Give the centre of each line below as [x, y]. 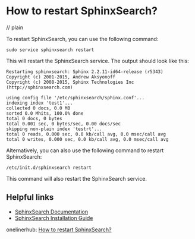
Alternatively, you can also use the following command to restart [85, 150]
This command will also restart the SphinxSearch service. [77, 178]
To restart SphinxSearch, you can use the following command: [82, 39]
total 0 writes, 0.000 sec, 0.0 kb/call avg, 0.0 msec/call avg [87, 139]
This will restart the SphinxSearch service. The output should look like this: [97, 61]
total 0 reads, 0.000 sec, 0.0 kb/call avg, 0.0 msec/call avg [86, 134]
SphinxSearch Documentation [51, 212]
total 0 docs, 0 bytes [34, 118]
